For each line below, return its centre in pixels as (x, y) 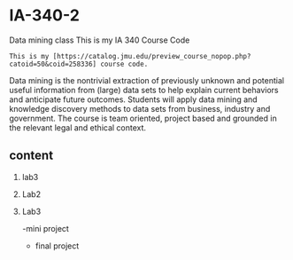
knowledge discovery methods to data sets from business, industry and (140, 108)
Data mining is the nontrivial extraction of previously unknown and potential (147, 80)
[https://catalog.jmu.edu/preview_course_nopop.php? (152, 56)
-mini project (45, 228)
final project (57, 246)
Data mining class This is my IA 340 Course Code (100, 40)
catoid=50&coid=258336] (53, 64)
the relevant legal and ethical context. (78, 127)
